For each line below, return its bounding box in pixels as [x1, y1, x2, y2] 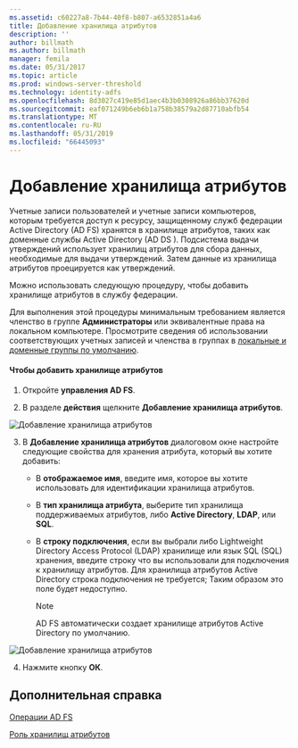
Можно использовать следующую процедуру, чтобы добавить [9, 279, 249, 290]
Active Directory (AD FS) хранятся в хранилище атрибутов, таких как [9, 224, 270, 235]
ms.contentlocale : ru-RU [9, 121, 102, 130]
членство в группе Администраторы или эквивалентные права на [9, 316, 266, 327]
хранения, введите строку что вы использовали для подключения [35, 554, 290, 565]
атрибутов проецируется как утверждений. [9, 262, 176, 273]
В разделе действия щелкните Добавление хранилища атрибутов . [21, 402, 284, 412]
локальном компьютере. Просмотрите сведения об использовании [9, 325, 269, 336]
